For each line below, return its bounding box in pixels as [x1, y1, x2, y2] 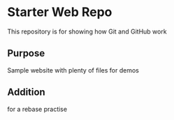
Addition [7, 87, 45, 98]
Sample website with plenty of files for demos [7, 66, 140, 74]
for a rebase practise [7, 105, 68, 113]
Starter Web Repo [7, 4, 113, 20]
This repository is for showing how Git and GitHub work [7, 27, 167, 36]
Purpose [7, 47, 45, 59]
